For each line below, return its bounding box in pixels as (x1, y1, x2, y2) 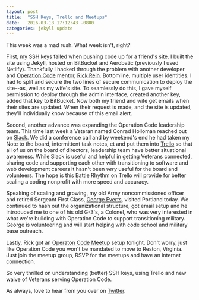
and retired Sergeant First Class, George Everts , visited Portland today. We (6, 196, 189, 203)
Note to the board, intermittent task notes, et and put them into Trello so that (6, 140, 193, 147)
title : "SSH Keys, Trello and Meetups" (6, 14, 108, 20)
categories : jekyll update (6, 25, 73, 31)
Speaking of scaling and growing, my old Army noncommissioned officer (6, 190, 185, 197)
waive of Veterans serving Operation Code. (6, 276, 112, 283)
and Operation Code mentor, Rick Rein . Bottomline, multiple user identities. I (6, 72, 192, 79)
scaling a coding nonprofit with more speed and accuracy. (6, 178, 149, 185)
